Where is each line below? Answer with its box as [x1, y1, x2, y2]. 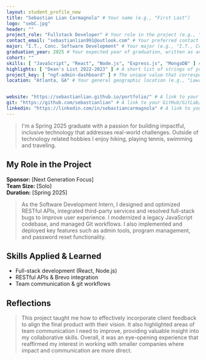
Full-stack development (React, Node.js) [15, 267, 118, 275]
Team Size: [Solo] [6, 182, 52, 190]
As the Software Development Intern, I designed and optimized [21, 201, 180, 208]
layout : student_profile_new [6, 9, 81, 15]
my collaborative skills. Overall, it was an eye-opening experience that [21, 334, 199, 341]
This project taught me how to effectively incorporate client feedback [21, 314, 197, 322]
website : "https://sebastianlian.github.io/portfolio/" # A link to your [6, 94, 199, 100]
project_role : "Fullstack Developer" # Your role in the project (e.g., [6, 32, 196, 38]
